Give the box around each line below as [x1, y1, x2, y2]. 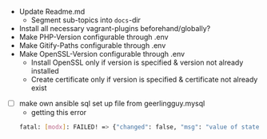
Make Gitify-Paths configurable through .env [18, 41, 166, 50]
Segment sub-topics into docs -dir [30, 15, 141, 25]
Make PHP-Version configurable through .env [18, 32, 169, 42]
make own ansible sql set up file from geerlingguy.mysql [18, 99, 205, 108]
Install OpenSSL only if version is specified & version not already [30, 58, 244, 67]
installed [30, 66, 59, 75]
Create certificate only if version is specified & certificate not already [30, 75, 258, 84]
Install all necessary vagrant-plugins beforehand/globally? [18, 24, 211, 33]
